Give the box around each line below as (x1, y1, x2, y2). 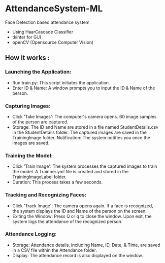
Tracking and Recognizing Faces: (5, 191, 87, 198)
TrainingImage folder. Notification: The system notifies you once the (12, 134, 150, 141)
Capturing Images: (5, 102, 51, 109)
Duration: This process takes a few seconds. (12, 179, 103, 185)
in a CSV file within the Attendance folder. (12, 247, 97, 253)
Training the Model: (5, 152, 53, 159)
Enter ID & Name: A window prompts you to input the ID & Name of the (12, 85, 155, 91)
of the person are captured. (12, 119, 68, 125)
